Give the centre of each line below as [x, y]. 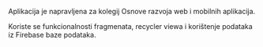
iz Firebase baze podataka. [52, 35]
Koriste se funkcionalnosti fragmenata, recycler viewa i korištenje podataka [130, 26]
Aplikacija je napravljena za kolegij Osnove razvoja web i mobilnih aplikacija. [132, 11]
